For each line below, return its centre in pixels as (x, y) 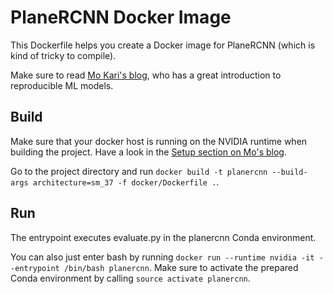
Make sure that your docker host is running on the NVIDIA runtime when (159, 141)
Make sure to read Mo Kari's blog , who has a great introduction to (146, 75)
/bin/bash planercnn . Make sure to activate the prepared (181, 267)
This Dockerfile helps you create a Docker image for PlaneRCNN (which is (163, 45)
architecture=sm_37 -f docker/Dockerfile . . (126, 182)
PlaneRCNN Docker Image (121, 17)
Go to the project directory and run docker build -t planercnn (139, 171)
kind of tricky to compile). (63, 55)
